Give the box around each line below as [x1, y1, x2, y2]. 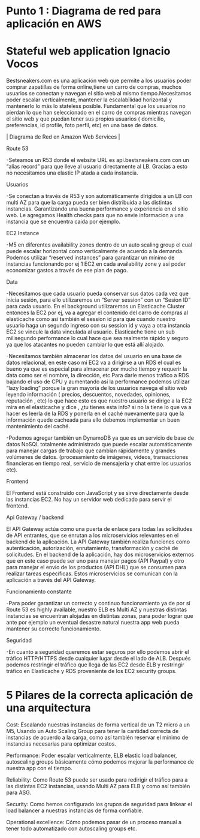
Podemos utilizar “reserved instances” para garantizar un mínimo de [6, 254, 175, 262]
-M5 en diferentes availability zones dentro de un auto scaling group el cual [6, 241, 193, 248]
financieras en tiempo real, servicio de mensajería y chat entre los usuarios [6, 460, 192, 467]
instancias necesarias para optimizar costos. [6, 740, 117, 747]
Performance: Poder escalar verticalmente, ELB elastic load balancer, [6, 752, 177, 759]
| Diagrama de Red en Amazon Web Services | [6, 133, 120, 140]
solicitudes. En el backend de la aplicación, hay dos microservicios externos [6, 551, 195, 558]
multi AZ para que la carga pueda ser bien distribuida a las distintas [6, 199, 172, 206]
